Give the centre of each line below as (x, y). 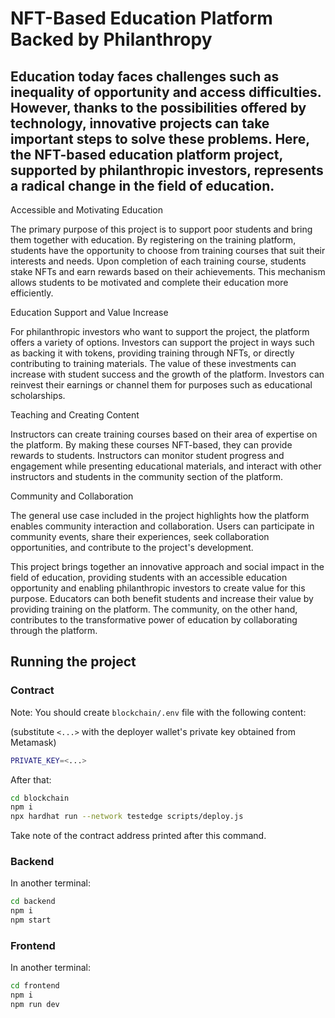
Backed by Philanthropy (111, 39)
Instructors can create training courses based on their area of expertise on (164, 434)
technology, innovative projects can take (140, 123)
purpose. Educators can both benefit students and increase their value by (162, 598)
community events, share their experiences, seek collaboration (140, 536)
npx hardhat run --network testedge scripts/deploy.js (127, 817)
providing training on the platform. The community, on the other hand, (154, 609)
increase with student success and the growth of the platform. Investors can (167, 374)
